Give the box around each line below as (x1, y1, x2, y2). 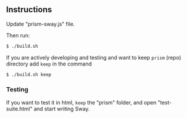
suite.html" (6, 105, 33, 112)
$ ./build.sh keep (6, 71, 51, 77)
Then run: (6, 32, 30, 39)
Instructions (6, 5, 52, 15)
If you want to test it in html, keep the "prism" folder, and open (6, 99, 157, 106)
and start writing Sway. (33, 105, 90, 112)
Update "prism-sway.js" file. (6, 20, 75, 27)
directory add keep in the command (6, 60, 92, 67)
